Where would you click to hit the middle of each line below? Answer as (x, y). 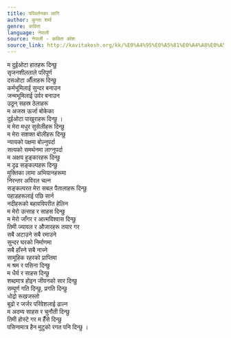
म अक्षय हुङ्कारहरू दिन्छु (34, 157)
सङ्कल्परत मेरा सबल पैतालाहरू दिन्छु (47, 188)
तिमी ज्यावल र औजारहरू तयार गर (44, 227)
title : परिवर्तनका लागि (33, 13)
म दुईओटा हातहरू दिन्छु (32, 65)
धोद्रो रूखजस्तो (23, 296)
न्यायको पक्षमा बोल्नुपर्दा (31, 142)
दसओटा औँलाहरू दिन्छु (32, 80)
